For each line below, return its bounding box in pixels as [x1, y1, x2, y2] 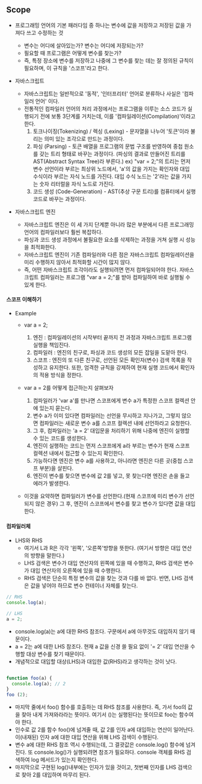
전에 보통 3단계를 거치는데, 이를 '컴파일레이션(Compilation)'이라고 [40, 113, 196, 120]
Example [14, 310, 37, 317]
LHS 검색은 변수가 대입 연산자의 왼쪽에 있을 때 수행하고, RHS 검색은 [23, 560, 183, 567]
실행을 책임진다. [32, 341, 70, 348]
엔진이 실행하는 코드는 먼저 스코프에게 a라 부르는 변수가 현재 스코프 [32, 442, 191, 449]
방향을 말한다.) [30, 552, 65, 559]
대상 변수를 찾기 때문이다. [26, 650, 86, 658]
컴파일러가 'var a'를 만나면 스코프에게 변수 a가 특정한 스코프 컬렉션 [32, 397, 189, 404]
